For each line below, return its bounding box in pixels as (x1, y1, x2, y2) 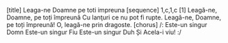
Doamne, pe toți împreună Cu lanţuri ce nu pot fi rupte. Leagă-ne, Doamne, (6, 13, 222, 21)
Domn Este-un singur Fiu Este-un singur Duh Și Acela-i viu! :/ (6, 28, 182, 36)
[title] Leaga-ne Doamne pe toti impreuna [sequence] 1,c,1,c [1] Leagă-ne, (6, 6, 218, 14)
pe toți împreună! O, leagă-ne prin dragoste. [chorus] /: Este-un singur (6, 21, 208, 28)
